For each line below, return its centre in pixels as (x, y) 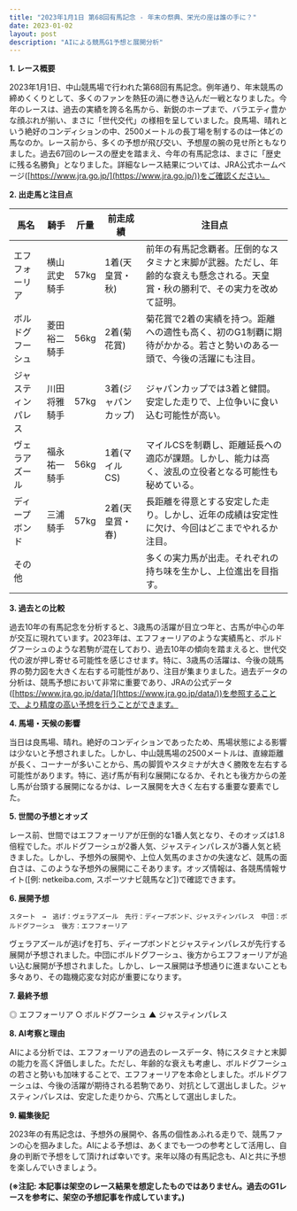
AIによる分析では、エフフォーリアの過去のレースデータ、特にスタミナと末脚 (148, 1052)
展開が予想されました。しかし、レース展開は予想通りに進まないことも (160, 966)
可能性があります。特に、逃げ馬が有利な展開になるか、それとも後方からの (144, 775)
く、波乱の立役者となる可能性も (212, 472)
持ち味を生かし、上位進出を (203, 571)
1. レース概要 (32, 68)
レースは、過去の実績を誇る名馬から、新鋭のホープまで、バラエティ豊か (156, 109)
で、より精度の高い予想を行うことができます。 (94, 704)
